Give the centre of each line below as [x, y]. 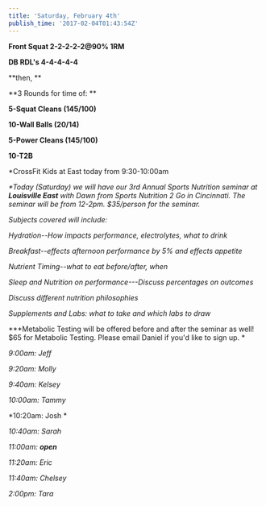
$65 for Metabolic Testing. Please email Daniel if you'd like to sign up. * [127, 337]
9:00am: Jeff [30, 353]
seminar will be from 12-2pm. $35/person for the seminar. [104, 204]
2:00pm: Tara [31, 493]
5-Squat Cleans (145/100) [52, 109]
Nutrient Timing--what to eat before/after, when [88, 266]
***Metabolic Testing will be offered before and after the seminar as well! [131, 329]
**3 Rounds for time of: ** [52, 93]
